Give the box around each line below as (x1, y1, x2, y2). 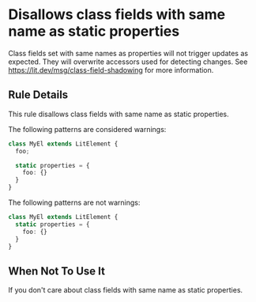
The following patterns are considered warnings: (8, 124, 167, 134)
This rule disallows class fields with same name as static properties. (8, 109, 229, 119)
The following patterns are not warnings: (8, 198, 141, 207)
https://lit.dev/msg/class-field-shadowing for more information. (8, 65, 214, 74)
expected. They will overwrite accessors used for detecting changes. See (8, 57, 248, 66)
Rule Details (8, 89, 69, 102)
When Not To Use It (8, 264, 105, 277)
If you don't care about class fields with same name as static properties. (8, 285, 243, 295)
